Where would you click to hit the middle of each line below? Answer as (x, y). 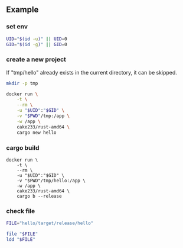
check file (21, 211)
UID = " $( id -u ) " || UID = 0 (37, 39)
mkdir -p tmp (22, 83)
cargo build (23, 147)
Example (22, 10)
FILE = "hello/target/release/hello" (50, 223)
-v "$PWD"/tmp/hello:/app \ (51, 181)
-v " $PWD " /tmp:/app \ (43, 116)
